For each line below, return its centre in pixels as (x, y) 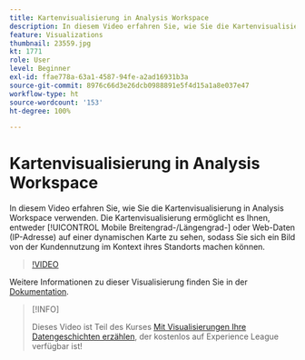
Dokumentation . (39, 292)
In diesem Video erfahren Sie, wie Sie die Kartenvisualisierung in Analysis (147, 208)
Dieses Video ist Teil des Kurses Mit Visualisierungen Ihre (139, 327)
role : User (30, 60)
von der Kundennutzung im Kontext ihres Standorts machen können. (138, 247)
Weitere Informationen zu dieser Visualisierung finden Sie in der (128, 282)
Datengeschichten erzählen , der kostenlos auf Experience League (155, 336)
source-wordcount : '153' (56, 102)
